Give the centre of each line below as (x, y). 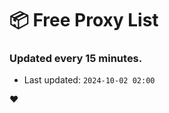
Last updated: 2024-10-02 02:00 (89, 80)
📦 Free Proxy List (84, 20)
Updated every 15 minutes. (76, 59)
